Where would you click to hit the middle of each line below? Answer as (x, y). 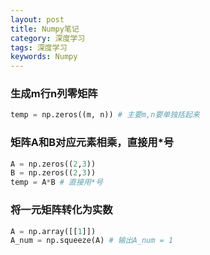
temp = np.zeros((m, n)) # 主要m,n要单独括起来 (105, 115)
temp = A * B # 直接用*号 (56, 182)
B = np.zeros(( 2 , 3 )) (53, 173)
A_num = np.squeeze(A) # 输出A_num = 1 (92, 241)
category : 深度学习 (48, 38)
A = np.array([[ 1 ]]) (53, 231)
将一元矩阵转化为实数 (61, 210)
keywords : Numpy (44, 57)
